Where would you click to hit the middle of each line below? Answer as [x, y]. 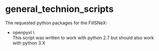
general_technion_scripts [59, 9]
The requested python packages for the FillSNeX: [56, 23]
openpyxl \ [24, 32]
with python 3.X [29, 43]
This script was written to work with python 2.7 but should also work [83, 38]
